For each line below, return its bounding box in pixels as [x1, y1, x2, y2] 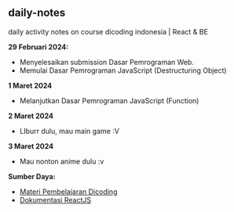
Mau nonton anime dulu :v [19, 156, 104, 166]
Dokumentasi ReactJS [19, 195, 92, 204]
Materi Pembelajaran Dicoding [19, 187, 118, 196]
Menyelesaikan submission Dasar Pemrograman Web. [19, 57, 195, 66]
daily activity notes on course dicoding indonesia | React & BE [8, 27, 208, 36]
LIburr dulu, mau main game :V [19, 126, 120, 135]
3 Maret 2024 [8, 141, 53, 151]
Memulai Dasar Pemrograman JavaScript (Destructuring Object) [19, 66, 227, 75]
